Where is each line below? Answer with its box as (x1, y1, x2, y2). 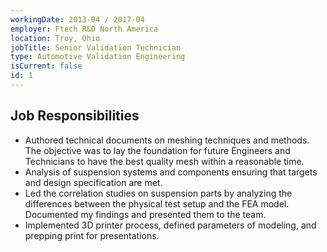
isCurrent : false (10, 61, 83, 71)
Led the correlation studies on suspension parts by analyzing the (24, 187, 293, 199)
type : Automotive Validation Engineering (10, 52, 186, 62)
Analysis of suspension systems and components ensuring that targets (24, 166, 318, 178)
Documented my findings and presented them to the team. (24, 208, 267, 220)
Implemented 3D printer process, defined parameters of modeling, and (24, 219, 317, 231)
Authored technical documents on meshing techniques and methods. (24, 134, 310, 146)
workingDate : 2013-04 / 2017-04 (10, 14, 145, 25)
